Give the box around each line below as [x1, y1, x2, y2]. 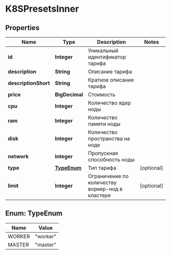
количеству [88, 179, 117, 186]
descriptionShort [8, 80, 50, 87]
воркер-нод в [88, 186, 123, 192]
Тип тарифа [88, 164, 117, 171]
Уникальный [88, 47, 119, 54]
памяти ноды [88, 120, 121, 127]
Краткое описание [88, 76, 134, 83]
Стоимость [88, 91, 116, 98]
